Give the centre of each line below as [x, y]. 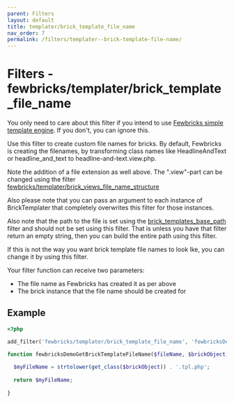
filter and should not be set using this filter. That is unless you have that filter [117, 229]
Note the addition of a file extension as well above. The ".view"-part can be [115, 172]
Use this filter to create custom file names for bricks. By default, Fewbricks [114, 144]
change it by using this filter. [48, 257]
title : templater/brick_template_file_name [71, 26]
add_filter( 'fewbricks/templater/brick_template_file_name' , [98, 342]
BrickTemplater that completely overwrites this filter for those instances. [111, 208]
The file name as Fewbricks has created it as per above [96, 284]
